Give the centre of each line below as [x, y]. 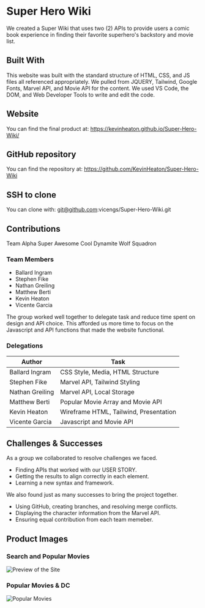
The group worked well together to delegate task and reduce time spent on [101, 317]
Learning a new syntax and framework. [65, 483]
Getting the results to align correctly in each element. [82, 476]
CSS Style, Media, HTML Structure [110, 372]
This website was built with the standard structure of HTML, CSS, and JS [98, 75]
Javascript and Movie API [97, 421]
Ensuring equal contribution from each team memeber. [84, 520]
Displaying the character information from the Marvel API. [88, 513]
